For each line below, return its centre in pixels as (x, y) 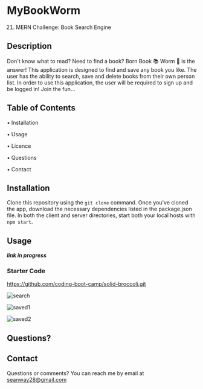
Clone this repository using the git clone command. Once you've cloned (98, 203)
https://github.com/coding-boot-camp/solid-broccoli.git (76, 284)
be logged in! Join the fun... (41, 89)
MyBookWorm (44, 11)
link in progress (27, 255)
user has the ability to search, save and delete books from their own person (101, 76)
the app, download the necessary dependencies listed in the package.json (99, 209)
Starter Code (26, 271)
